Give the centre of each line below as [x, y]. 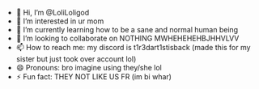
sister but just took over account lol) [76, 59]
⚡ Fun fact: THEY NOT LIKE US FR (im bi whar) [94, 76]
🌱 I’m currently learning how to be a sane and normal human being [127, 30]
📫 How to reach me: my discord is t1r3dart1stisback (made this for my [133, 47]
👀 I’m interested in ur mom [60, 21]
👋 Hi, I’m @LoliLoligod [53, 13]
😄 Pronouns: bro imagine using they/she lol [89, 68]
